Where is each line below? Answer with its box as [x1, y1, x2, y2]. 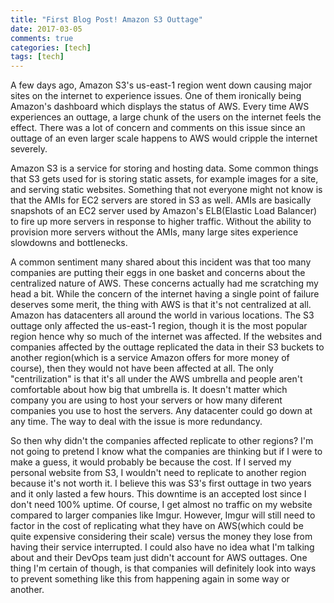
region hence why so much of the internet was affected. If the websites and [10, 331, 322, 343]
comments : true [10, 33, 74, 43]
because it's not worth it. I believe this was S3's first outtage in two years [10, 477, 312, 490]
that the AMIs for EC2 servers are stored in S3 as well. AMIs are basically [10, 194, 312, 206]
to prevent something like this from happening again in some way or [10, 573, 290, 585]
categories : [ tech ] [10, 42, 92, 53]
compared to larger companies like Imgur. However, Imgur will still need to [10, 509, 316, 521]
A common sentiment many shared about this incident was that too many [10, 256, 312, 268]
